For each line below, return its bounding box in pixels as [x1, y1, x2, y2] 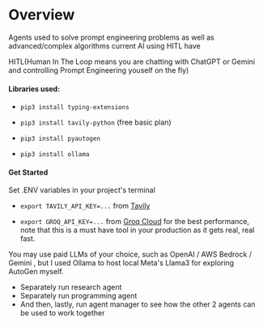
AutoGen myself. [8, 267, 64, 277]
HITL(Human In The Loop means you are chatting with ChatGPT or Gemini [8, 57, 256, 66]
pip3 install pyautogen [19, 135, 101, 143]
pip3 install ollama [19, 150, 90, 159]
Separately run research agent [19, 282, 122, 292]
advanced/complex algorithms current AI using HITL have [8, 40, 201, 50]
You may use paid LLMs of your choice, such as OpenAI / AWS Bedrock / [8, 249, 252, 260]
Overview [8, 6, 75, 24]
